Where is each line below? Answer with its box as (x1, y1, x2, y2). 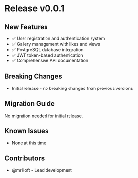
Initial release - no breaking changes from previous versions (11, 85, 133, 91)
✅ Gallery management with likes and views (11, 41, 101, 47)
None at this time (11, 140, 46, 146)
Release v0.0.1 (4, 3, 65, 14)
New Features (4, 23, 48, 31)
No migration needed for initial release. (4, 113, 83, 119)
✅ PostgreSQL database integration (11, 47, 84, 52)
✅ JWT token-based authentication (11, 52, 84, 58)
